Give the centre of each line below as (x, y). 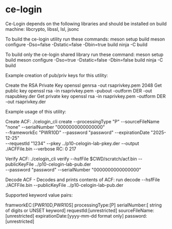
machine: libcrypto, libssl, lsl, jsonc (42, 29)
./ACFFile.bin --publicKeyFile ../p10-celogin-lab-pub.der (64, 185)
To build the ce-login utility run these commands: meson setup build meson (85, 39)
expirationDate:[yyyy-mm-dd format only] (80, 216)
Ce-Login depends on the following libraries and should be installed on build (86, 24)
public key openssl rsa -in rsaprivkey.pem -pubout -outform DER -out (79, 90)
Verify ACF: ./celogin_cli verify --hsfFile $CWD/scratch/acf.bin (71, 159)
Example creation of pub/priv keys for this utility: (57, 75)
